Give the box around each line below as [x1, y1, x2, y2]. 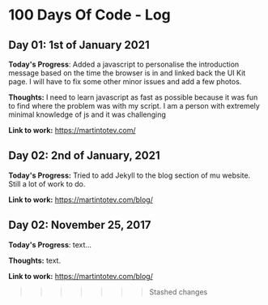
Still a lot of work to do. [8, 178, 86, 188]
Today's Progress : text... [8, 239, 91, 249]
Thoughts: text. [8, 256, 62, 265]
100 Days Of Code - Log [8, 6, 172, 24]
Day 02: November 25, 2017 [8, 218, 151, 232]
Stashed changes [149, 286, 208, 297]
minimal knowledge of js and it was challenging [8, 110, 166, 119]
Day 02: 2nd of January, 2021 [8, 148, 160, 163]
